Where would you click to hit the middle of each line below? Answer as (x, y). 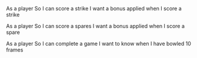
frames (15, 50)
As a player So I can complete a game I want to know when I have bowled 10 (98, 44)
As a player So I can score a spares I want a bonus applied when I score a (96, 26)
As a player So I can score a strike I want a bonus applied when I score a (94, 8)
